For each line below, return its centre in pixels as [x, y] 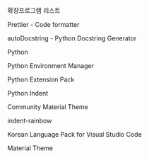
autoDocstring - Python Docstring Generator [72, 38]
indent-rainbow [30, 120]
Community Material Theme [48, 107]
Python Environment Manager [50, 66]
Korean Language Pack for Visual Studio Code [75, 134]
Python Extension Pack [41, 79]
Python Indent [28, 93]
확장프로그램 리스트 [34, 10]
